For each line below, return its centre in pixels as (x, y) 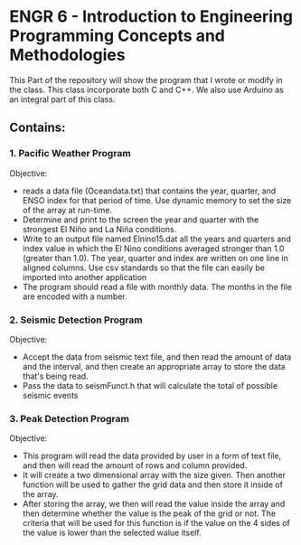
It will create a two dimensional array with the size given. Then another (154, 475)
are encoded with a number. (75, 296)
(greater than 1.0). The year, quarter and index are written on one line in (155, 258)
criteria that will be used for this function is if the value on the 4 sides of (156, 523)
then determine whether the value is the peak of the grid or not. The (149, 513)
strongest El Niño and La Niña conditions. (99, 229)
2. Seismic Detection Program (76, 320)
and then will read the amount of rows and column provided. (135, 465)
